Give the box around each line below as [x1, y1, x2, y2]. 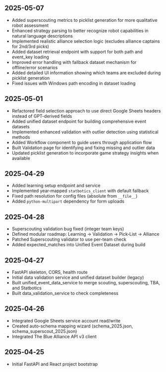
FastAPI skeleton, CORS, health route [11, 269, 88, 275]
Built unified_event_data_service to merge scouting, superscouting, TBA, [11, 280, 161, 286]
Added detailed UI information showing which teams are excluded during [11, 69, 161, 76]
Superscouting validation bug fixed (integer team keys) [11, 226, 124, 232]
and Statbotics [11, 285, 42, 291]
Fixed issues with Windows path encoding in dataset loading [11, 80, 136, 86]
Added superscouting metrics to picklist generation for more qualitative [11, 17, 158, 23]
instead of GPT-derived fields [11, 113, 72, 119]
